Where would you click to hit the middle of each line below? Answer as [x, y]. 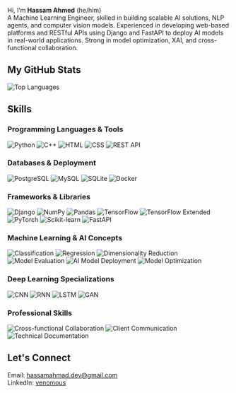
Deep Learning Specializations [61, 279]
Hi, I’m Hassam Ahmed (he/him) [54, 10]
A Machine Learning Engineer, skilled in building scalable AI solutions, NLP [116, 18]
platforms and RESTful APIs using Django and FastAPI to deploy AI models [116, 33]
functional [22, 48]
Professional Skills [40, 312]
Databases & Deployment [52, 163]
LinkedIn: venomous [37, 382]
